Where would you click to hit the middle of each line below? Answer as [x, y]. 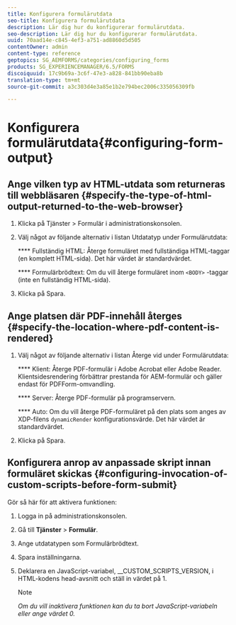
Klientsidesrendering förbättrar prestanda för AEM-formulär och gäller [120, 376]
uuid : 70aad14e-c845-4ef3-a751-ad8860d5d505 [74, 40]
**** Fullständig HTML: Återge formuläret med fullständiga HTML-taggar [124, 251]
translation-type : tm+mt [44, 80]
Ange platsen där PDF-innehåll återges [95, 316]
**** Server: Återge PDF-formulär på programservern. [96, 398]
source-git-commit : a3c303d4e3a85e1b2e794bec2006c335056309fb [101, 87]
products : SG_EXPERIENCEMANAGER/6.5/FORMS [71, 67]
